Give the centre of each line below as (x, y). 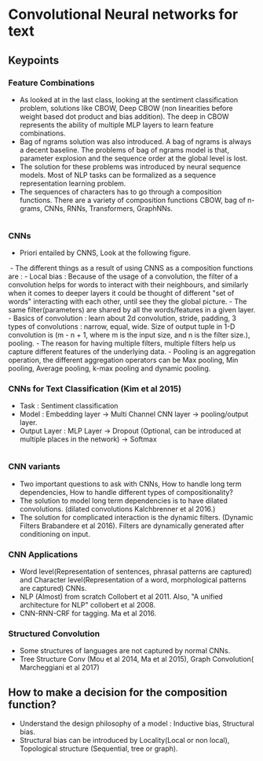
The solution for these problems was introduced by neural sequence (130, 166)
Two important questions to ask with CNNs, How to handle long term (130, 484)
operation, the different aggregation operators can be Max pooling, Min (123, 360)
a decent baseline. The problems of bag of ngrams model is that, (124, 150)
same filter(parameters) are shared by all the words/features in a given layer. (132, 310)
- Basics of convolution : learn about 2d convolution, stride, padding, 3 (122, 318)
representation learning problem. (73, 183)
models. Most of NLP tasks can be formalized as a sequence (118, 175)
